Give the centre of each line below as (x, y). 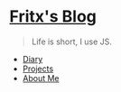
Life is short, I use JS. (72, 41)
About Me (41, 78)
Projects (38, 69)
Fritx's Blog (53, 17)
